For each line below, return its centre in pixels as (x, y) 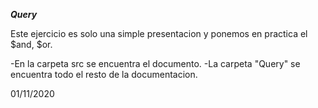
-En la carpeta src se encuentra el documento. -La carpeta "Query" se (155, 63)
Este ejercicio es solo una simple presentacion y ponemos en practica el (159, 33)
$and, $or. (31, 44)
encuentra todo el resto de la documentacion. (104, 74)
